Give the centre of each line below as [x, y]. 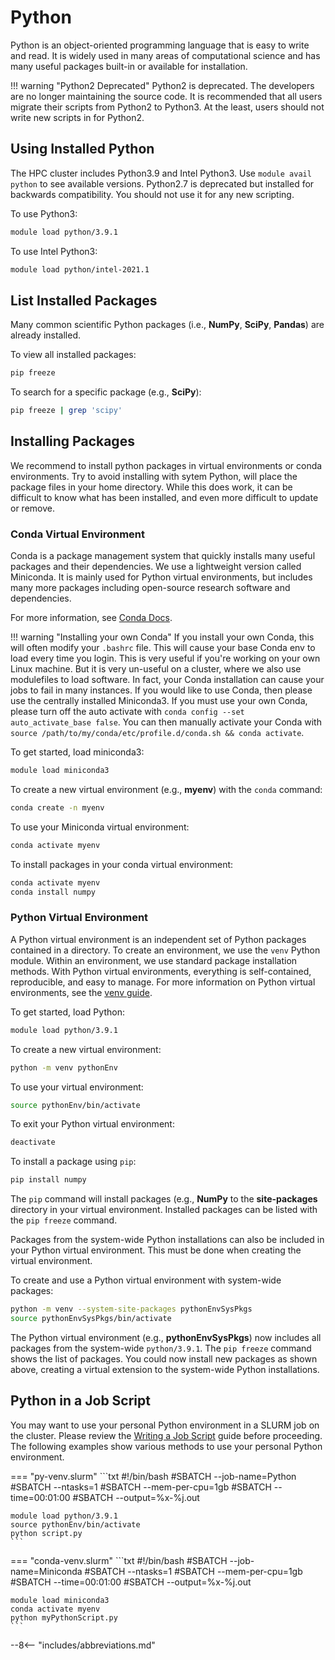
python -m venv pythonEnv [64, 1067]
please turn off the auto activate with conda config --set [127, 712]
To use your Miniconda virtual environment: [100, 827]
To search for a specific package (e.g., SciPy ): [106, 392]
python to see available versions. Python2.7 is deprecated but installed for [162, 183]
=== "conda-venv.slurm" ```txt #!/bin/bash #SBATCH [119, 1560]
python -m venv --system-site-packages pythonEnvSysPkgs [131, 1309]
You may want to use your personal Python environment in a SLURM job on [165, 1425]
